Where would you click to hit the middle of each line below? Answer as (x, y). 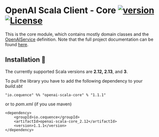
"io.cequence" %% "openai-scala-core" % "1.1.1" (56, 95)
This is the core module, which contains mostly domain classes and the (77, 34)
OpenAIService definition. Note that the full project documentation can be (79, 39)
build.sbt (14, 86)
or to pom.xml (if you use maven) (38, 104)
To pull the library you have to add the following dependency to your (74, 81)
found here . (17, 44)
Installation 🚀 (25, 60)
